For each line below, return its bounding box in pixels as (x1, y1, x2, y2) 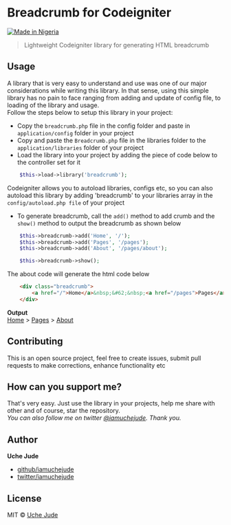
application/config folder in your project (16, 129, 134, 137)
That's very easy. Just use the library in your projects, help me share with (7, 399, 215, 407)
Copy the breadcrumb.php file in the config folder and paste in (16, 122, 190, 130)
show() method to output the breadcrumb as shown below (16, 219, 181, 227)
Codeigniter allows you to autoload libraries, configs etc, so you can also (7, 183, 213, 192)
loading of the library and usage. (7, 101, 100, 109)
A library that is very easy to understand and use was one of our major (7, 79, 208, 87)
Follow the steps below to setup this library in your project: (7, 108, 173, 116)
